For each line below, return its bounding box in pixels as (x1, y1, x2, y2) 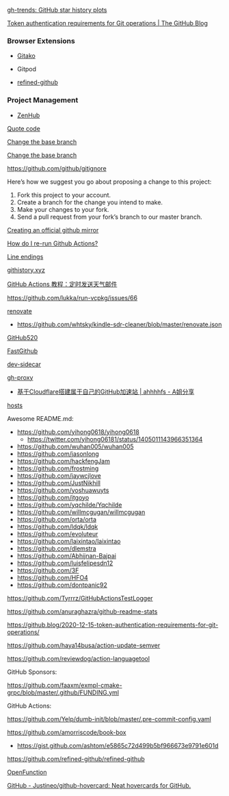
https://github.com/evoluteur (16, 529, 98, 538)
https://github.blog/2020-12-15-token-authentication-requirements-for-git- (7, 620, 219, 629)
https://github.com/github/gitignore (7, 164, 107, 172)
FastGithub (7, 346, 38, 355)
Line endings (7, 252, 44, 261)
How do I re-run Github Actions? (7, 239, 98, 248)
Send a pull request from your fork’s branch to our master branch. (16, 213, 203, 221)
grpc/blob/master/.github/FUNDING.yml (7, 688, 120, 697)
